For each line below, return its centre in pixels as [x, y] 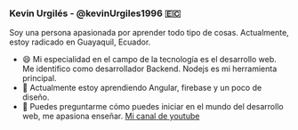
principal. [39, 78]
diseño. [36, 97]
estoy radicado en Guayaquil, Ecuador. [80, 42]
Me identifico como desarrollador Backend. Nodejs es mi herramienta [149, 69]
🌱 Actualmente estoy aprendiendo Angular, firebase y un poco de [142, 88]
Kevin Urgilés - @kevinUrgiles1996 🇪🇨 [95, 13]
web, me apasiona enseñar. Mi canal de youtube [111, 116]
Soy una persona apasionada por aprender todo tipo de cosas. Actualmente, [149, 33]
